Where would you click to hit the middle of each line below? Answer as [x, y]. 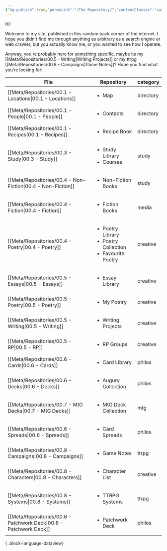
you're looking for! [24, 70]
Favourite [114, 253]
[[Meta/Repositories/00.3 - [40, 152]
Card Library [117, 362]
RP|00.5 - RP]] [25, 347]
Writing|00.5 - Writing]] [36, 326]
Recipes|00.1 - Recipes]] [38, 134]
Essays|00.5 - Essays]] [35, 284]
